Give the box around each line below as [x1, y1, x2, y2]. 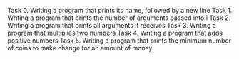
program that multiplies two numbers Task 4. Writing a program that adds [7, 28, 223, 37]
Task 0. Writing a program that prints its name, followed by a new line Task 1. [7, 6, 233, 14]
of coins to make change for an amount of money [7, 44, 153, 52]
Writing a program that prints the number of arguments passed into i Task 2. [7, 14, 230, 22]
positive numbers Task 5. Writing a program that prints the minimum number [7, 36, 232, 45]
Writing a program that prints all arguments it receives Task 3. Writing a [7, 21, 216, 29]
